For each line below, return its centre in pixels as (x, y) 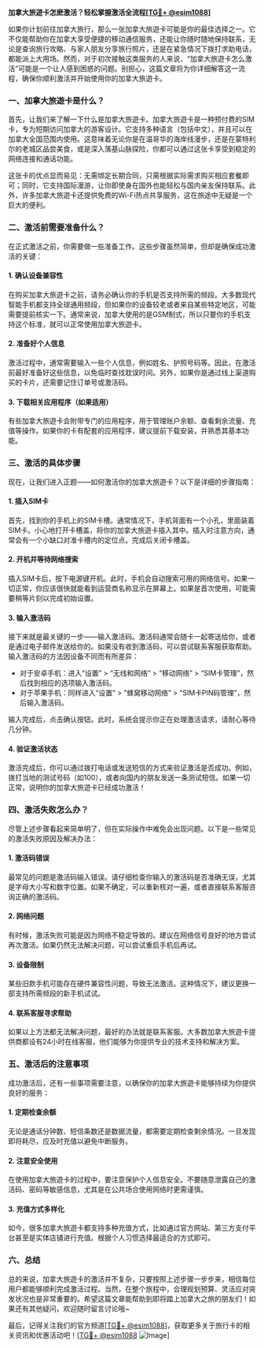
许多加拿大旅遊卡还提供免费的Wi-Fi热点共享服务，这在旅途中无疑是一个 (137, 195)
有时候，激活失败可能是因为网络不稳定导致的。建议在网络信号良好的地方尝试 (132, 935)
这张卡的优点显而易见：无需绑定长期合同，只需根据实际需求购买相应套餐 (125, 176)
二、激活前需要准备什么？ (57, 228)
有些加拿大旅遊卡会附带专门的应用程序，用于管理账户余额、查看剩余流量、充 (132, 421)
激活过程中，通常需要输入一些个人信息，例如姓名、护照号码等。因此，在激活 (132, 363)
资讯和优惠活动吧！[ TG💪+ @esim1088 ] (92, 1335)
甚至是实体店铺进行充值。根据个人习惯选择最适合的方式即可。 (114, 1238)
